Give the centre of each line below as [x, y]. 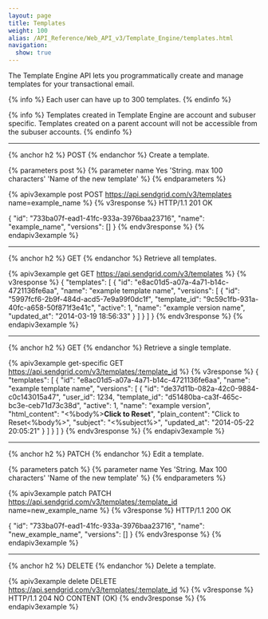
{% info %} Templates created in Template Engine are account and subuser [132, 115]
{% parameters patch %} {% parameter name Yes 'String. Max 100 [118, 469]
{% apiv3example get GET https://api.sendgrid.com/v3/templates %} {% [128, 274]
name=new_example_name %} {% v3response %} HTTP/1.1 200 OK [120, 510]
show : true [33, 53]
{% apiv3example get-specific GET [66, 363]
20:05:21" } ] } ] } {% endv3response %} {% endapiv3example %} [116, 431]
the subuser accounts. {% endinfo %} [70, 132]
